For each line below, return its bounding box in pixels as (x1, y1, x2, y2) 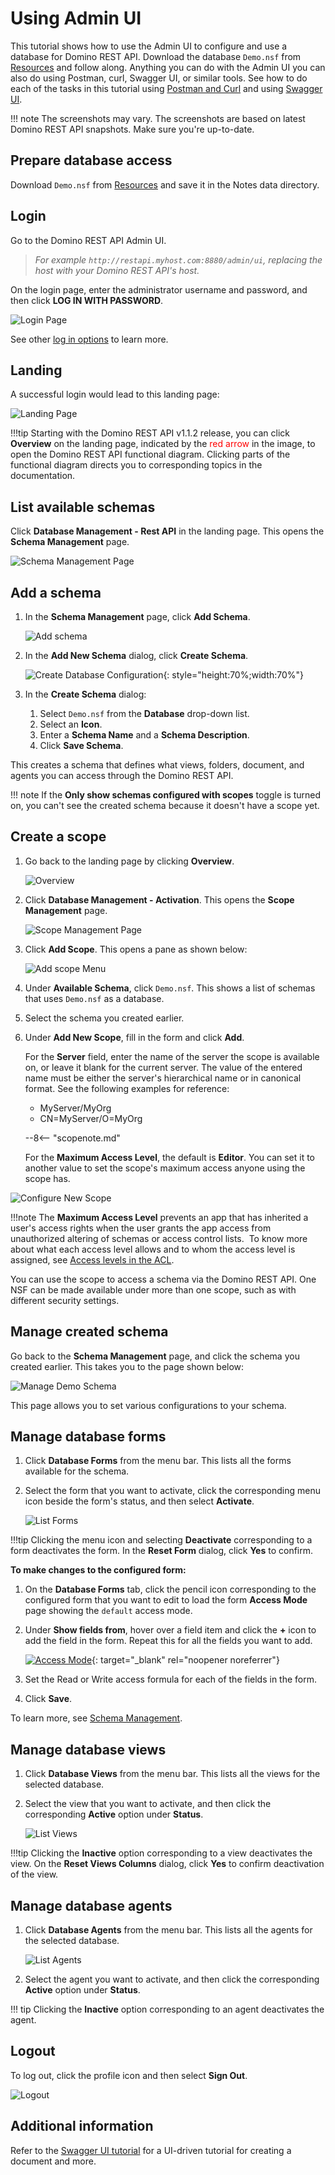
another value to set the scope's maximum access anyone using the (24, 1162, 306, 1174)
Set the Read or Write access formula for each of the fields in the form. (24, 1673, 318, 1686)
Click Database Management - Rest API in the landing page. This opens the (10, 525, 325, 537)
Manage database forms (10, 1428, 167, 1446)
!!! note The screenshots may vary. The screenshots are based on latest (10, 112, 306, 124)
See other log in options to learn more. (10, 333, 169, 345)
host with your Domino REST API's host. (34, 264, 200, 276)
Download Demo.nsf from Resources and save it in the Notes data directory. (10, 178, 320, 191)
